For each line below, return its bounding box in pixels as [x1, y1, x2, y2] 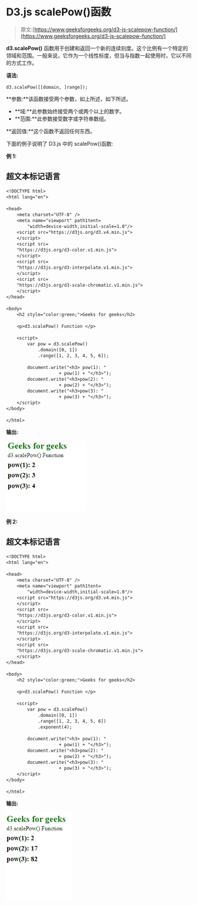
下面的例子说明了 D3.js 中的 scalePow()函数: [6, 140, 113, 147]
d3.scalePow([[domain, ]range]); [6, 84, 88, 90]
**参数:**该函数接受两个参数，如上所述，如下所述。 [6, 95, 132, 102]
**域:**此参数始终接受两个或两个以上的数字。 [14, 108, 125, 115]
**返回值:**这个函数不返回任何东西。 [6, 128, 96, 135]
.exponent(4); [37, 724, 72, 730]
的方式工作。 [6, 59, 37, 66]
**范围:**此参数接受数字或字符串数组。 [14, 115, 109, 122]
